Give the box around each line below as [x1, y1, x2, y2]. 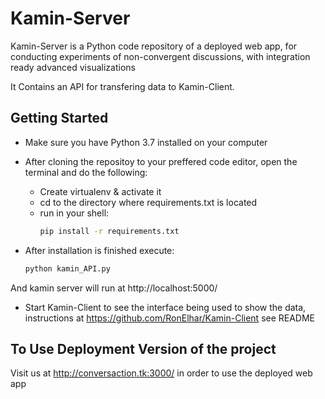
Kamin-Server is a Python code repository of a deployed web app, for [10, 40, 298, 52]
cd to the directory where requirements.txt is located [39, 196, 258, 208]
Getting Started [10, 110, 109, 127]
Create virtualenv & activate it [39, 185, 162, 197]
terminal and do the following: [24, 166, 148, 178]
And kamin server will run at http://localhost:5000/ [10, 282, 218, 294]
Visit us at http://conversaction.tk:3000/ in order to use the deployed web [10, 367, 313, 379]
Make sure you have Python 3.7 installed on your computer [24, 136, 268, 148]
